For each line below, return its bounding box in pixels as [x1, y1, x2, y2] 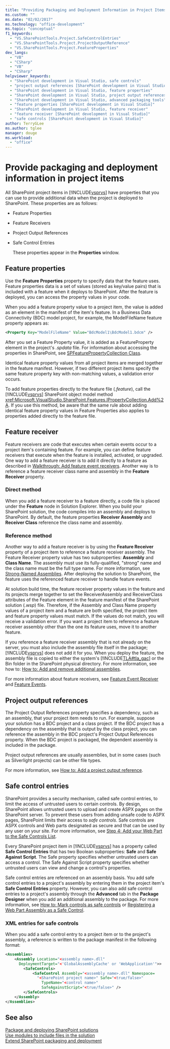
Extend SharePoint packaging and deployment [5, 1037, 102, 1043]
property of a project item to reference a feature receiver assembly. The [5, 549, 155, 555]
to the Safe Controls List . [5, 833, 57, 839]
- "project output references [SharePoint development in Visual [10, 83, 151, 88]
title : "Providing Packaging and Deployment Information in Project [5, 7, 153, 13]
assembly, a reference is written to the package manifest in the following [5, 937, 157, 943]
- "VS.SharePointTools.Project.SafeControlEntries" [10, 36, 121, 41]
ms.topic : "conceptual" [5, 26, 56, 32]
